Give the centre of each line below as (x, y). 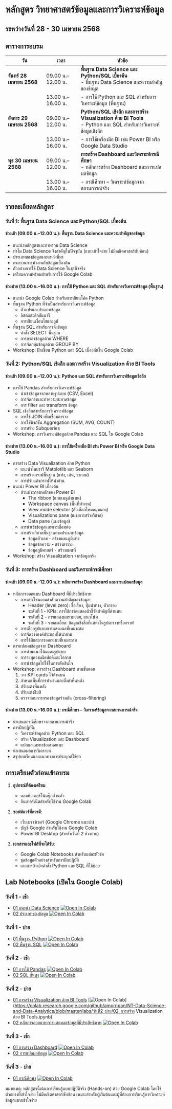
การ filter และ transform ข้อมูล (49, 405)
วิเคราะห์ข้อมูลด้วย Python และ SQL (52, 733)
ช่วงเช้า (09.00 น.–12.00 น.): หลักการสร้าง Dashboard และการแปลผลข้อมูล (74, 582)
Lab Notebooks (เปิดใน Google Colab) (64, 882)
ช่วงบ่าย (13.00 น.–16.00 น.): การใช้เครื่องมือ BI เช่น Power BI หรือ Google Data (80, 446)
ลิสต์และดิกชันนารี (35, 315)
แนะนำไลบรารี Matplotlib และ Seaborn (57, 469)
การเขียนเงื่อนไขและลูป (39, 321)
